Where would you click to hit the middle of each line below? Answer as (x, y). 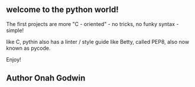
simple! (15, 30)
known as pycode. (29, 48)
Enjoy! (14, 59)
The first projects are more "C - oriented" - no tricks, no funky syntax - (92, 24)
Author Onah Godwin (46, 78)
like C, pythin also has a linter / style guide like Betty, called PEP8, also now (98, 41)
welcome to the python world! (63, 10)
